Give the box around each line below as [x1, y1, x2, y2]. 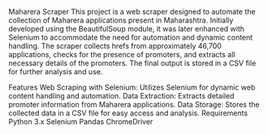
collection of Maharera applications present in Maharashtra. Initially [8, 15, 234, 25]
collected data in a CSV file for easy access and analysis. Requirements [8, 108, 249, 118]
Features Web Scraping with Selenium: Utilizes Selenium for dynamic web [8, 82, 256, 92]
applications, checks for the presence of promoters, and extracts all [8, 50, 236, 59]
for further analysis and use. [8, 67, 103, 76]
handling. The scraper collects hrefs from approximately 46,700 [8, 41, 222, 51]
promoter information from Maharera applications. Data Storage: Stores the [8, 100, 260, 109]
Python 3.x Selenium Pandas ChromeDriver [8, 117, 153, 126]
